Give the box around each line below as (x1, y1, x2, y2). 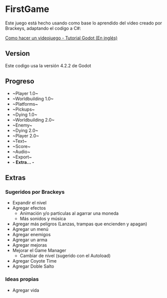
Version (5, 49, 30, 58)
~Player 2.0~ (12, 133, 39, 139)
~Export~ (12, 153, 32, 160)
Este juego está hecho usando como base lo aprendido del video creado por (5, 20, 163, 26)
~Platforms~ (12, 101, 38, 107)
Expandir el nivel (12, 200, 47, 206)
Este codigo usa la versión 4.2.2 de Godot (5, 62, 91, 68)
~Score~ (12, 143, 31, 149)
